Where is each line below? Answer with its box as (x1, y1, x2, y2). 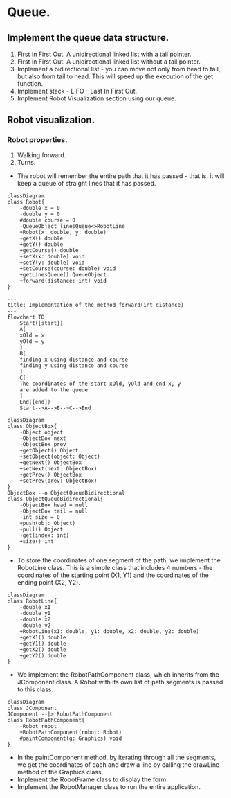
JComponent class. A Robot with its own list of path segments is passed (17, 677, 223, 686)
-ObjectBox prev (19, 441, 67, 447)
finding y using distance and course (19, 362, 129, 369)
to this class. (17, 685, 54, 693)
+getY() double (19, 240, 64, 248)
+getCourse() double (19, 247, 79, 254)
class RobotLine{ (7, 597, 57, 605)
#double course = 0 (19, 216, 76, 224)
